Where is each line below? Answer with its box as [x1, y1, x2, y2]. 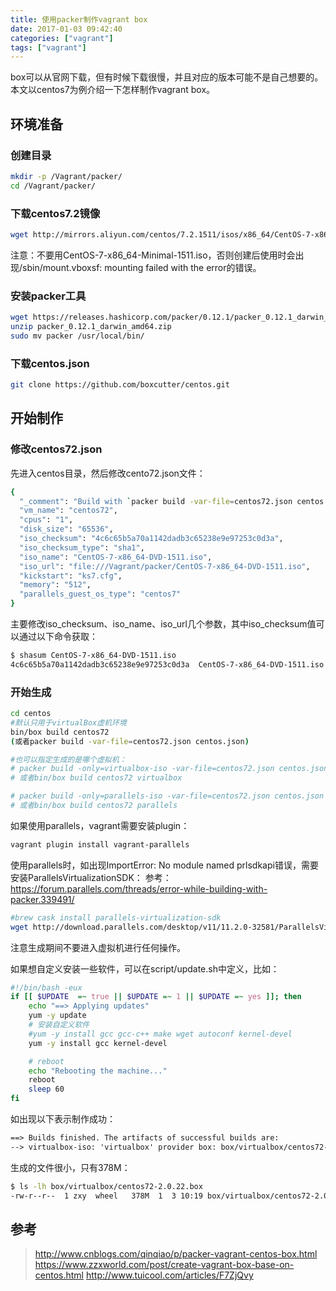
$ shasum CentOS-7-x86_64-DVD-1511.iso [10, 651, 177, 661]
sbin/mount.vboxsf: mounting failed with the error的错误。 [22, 261, 262, 273]
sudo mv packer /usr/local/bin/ [10, 331, 145, 341]
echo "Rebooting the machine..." [28, 1066, 168, 1076]
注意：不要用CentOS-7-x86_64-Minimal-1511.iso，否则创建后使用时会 [10, 249, 296, 261]
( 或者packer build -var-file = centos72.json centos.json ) [10, 736, 250, 746]
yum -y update [28, 1011, 87, 1021]
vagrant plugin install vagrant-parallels [10, 839, 190, 850]
